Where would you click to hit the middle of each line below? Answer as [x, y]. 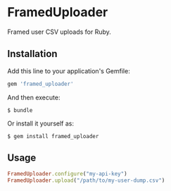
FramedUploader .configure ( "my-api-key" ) [68, 174]
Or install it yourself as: [40, 123]
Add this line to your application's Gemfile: [69, 70]
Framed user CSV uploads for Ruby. [59, 32]
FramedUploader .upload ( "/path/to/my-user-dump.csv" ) [86, 180]
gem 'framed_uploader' [40, 84]
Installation [32, 54]
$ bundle [20, 110]
